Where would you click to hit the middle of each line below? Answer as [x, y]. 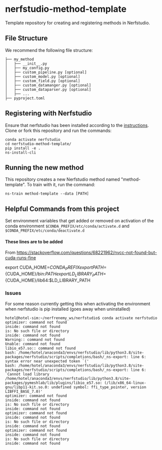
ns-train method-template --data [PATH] [47, 194]
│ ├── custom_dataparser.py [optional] [48, 89]
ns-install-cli [21, 152]
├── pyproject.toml [25, 98]
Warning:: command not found [35, 340]
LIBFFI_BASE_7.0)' [24, 392]
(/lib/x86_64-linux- [125, 383]
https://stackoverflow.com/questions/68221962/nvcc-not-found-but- [87, 252]
